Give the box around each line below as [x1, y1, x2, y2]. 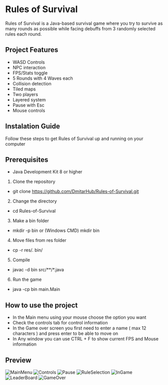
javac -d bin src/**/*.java [12, 267, 64, 273]
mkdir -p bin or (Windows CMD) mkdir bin [12, 227, 100, 233]
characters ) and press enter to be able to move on [12, 330, 119, 336]
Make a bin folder [12, 218, 49, 224]
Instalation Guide [5, 122, 61, 131]
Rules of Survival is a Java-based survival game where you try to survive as [5, 20, 163, 26]
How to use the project [5, 301, 78, 309]
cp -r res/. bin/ [12, 247, 43, 253]
